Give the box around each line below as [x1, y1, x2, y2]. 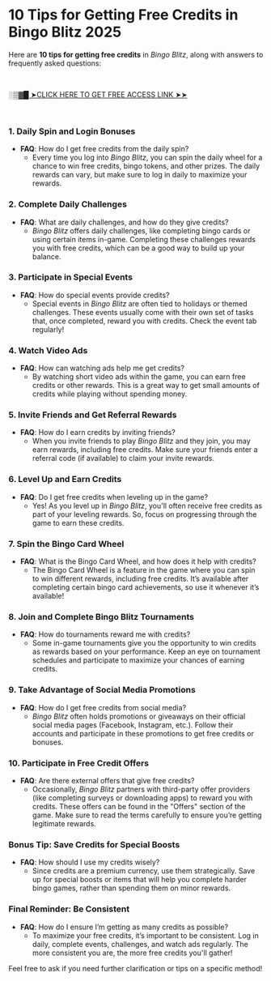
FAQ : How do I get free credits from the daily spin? [19, 144, 189, 154]
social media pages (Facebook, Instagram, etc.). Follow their [32, 719, 234, 730]
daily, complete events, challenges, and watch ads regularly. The [32, 939, 248, 949]
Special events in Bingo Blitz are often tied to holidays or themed [32, 298, 248, 309]
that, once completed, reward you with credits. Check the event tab [32, 316, 257, 326]
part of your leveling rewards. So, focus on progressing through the [32, 509, 257, 519]
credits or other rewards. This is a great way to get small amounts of [32, 381, 260, 390]
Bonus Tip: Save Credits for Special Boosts [8, 838, 180, 850]
